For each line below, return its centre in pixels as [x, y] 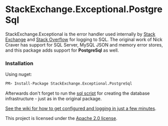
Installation [19, 63]
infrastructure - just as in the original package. [54, 99]
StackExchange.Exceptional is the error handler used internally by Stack [80, 34]
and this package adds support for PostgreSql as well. [62, 50]
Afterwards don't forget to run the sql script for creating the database [78, 93]
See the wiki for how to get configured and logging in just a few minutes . [81, 109]
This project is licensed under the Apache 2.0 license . [61, 118]
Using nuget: [18, 74]
